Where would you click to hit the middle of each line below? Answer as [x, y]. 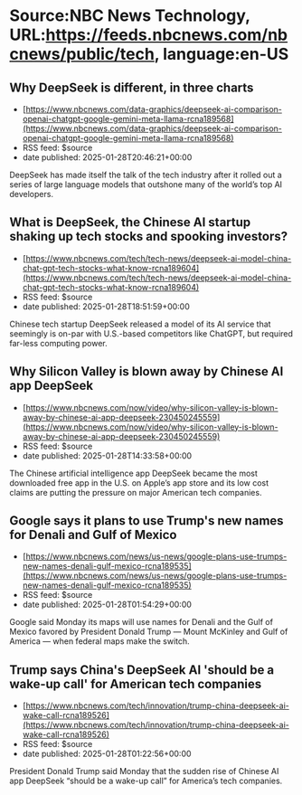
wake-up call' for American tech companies [136, 684]
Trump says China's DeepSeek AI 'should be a [142, 670]
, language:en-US [222, 54]
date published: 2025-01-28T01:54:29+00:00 [107, 605]
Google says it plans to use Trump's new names [146, 521]
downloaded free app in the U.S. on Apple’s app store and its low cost [139, 483]
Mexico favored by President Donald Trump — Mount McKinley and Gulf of [149, 632]
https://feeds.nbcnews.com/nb [166, 35]
